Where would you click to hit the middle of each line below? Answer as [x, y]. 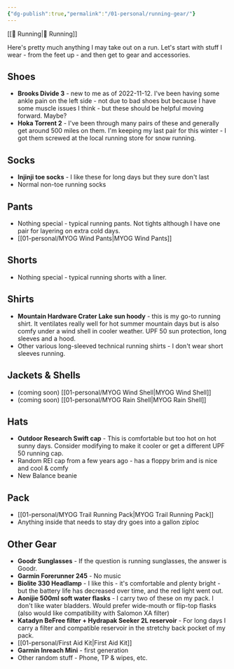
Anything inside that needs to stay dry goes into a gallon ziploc [108, 522]
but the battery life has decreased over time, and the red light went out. [120, 591]
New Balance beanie [47, 476]
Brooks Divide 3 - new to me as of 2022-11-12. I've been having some [118, 94]
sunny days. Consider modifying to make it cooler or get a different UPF [121, 446]
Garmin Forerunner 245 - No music [69, 576]
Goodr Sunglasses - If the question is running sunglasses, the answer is [122, 560]
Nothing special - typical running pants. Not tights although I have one [119, 223]
